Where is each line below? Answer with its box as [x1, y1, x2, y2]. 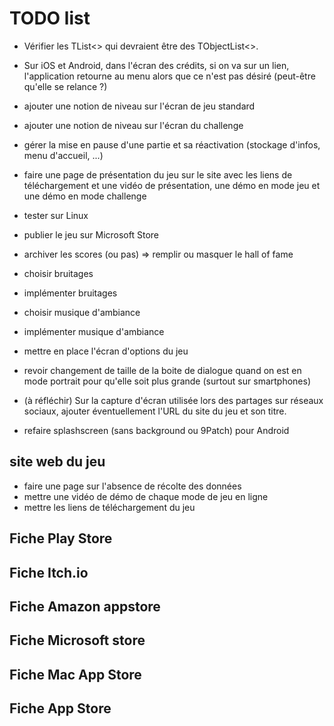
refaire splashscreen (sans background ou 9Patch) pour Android [23, 424, 290, 436]
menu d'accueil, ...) [23, 149, 104, 161]
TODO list [9, 7, 91, 30]
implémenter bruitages [23, 287, 118, 299]
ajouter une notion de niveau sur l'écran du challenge [23, 119, 244, 131]
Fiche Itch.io [9, 564, 89, 581]
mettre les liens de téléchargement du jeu [23, 501, 196, 513]
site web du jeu [9, 453, 106, 471]
